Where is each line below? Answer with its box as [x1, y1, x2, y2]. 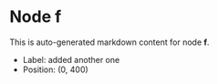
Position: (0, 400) [22, 64, 88, 75]
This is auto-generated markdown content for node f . [9, 37, 210, 47]
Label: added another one [22, 54, 120, 65]
